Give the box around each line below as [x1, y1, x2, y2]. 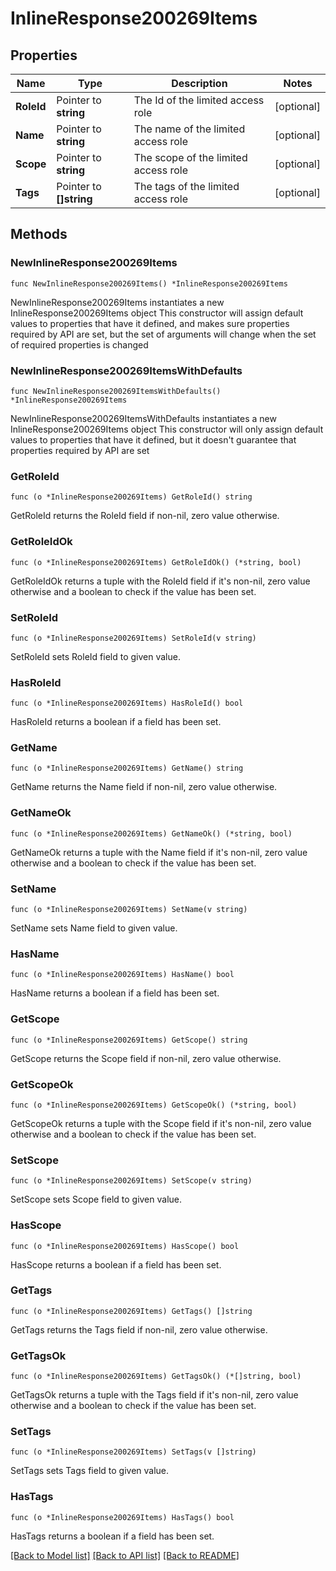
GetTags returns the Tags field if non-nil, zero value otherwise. [10, 1323, 268, 1336]
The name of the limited [133, 122, 246, 136]
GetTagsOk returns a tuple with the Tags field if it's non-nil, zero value [10, 1389, 299, 1401]
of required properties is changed [10, 338, 149, 351]
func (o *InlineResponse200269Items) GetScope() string [10, 1035, 248, 1045]
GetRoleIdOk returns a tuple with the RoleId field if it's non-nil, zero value [10, 575, 311, 587]
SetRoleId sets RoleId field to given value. [10, 650, 181, 662]
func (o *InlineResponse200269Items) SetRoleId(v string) [10, 633, 257, 643]
